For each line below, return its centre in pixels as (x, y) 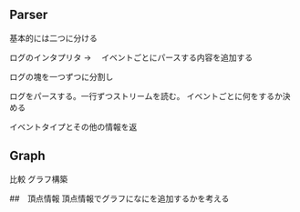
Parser (29, 15)
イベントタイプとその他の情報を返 (73, 126)
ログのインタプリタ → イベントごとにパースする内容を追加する (131, 57)
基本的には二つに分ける (53, 38)
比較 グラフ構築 (39, 179)
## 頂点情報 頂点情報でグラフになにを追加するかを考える (119, 198)
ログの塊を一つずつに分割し (62, 76)
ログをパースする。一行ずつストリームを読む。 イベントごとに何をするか (146, 96)
